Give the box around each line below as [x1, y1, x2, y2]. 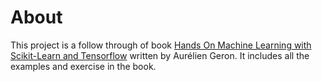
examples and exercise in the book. [10, 60, 157, 72]
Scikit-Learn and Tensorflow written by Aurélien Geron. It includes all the [10, 49, 310, 61]
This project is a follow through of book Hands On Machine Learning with [10, 39, 312, 51]
